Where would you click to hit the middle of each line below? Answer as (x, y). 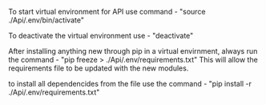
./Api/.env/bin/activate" (46, 20)
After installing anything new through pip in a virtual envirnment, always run (133, 51)
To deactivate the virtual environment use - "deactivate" (101, 36)
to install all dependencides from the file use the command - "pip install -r (130, 84)
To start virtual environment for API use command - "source (107, 12)
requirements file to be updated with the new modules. (99, 68)
